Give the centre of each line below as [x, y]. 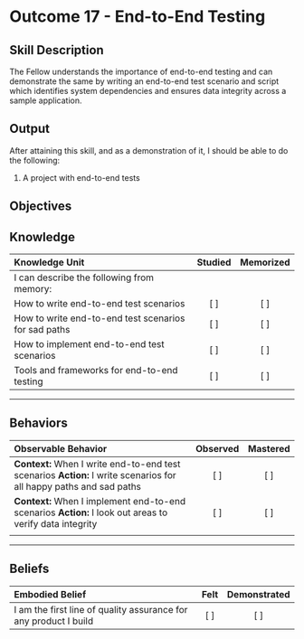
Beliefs [29, 569]
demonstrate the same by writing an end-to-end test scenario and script [144, 81]
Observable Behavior [60, 448]
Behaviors [38, 423]
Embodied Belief [50, 594]
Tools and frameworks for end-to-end [96, 371]
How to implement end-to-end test [89, 344]
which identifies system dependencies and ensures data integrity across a [148, 91]
